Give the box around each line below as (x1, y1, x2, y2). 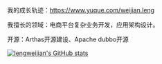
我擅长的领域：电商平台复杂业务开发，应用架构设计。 (7, 21, 159, 29)
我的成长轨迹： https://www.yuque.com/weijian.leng (7, 6, 154, 14)
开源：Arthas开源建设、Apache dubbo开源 (7, 35, 129, 43)
